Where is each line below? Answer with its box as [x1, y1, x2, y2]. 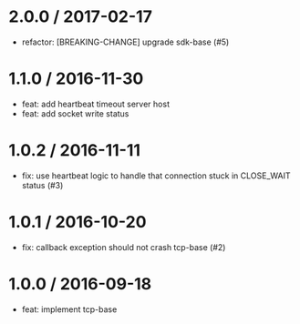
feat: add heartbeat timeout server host [21, 98, 171, 109]
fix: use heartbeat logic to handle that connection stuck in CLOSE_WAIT [21, 170, 291, 181]
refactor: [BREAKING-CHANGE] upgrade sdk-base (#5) [21, 36, 230, 47]
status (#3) [21, 179, 64, 190]
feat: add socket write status [21, 107, 129, 119]
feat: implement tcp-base [21, 303, 118, 315]
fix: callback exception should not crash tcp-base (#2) [21, 241, 226, 252]
